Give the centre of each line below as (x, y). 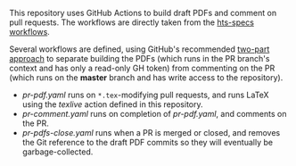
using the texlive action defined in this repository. (112, 104)
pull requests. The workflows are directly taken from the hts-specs (132, 22)
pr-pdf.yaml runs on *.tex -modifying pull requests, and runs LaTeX (145, 95)
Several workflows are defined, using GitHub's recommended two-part (140, 49)
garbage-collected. (58, 152)
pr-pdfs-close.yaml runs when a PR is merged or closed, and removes (151, 133)
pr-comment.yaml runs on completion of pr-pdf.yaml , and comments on (154, 114)
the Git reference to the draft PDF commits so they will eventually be (148, 142)
